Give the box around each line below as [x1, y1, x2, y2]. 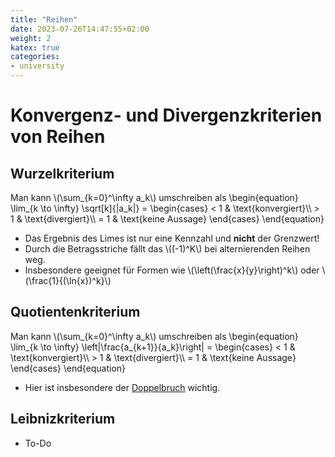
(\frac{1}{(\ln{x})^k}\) [24, 275, 112, 286]
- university [10, 61, 65, 71]
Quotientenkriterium [10, 304, 141, 321]
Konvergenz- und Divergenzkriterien [10, 104, 323, 127]
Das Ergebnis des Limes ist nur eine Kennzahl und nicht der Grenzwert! [24, 232, 320, 244]
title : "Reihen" [10, 14, 78, 25]
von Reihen [10, 126, 106, 148]
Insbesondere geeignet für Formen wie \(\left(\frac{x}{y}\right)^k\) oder [24, 264, 320, 276]
